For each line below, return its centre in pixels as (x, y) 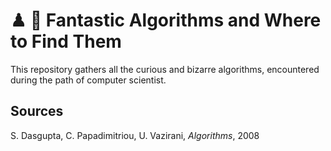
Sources (37, 111)
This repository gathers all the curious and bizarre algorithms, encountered (165, 69)
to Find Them (66, 41)
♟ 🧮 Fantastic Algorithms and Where (166, 20)
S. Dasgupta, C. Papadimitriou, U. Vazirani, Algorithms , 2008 (135, 135)
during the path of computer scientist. (88, 80)
